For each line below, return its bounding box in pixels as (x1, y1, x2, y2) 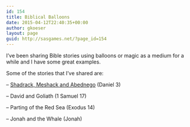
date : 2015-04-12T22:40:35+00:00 (6, 19, 89, 25)
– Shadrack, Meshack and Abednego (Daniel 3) (6, 81, 121, 88)
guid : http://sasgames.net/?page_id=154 (6, 36, 107, 42)
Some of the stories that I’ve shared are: (6, 70, 104, 76)
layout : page (6, 31, 38, 36)
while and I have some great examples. (6, 58, 101, 65)
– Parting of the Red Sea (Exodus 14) (6, 104, 96, 111)
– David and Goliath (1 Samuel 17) (6, 92, 87, 99)
